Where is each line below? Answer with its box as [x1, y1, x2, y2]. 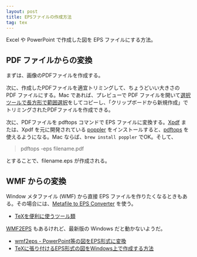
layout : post [6, 8, 38, 15]
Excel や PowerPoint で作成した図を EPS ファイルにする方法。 [6, 36, 157, 43]
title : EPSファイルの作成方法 [6, 14, 72, 20]
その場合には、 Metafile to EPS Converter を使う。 [16, 200, 137, 207]
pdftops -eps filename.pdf [20, 145, 84, 153]
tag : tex [6, 19, 28, 25]
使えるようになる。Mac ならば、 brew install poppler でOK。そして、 [6, 133, 177, 141]
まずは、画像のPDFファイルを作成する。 [6, 72, 104, 79]
